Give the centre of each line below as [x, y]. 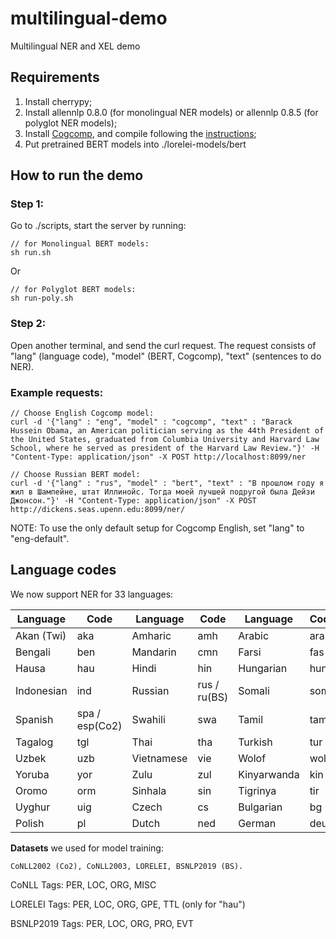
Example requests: [57, 392]
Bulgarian [260, 807]
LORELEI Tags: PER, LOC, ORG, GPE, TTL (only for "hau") [128, 904]
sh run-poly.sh [42, 298]
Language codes [63, 570]
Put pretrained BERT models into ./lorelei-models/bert [135, 144]
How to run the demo [77, 175]
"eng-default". [40, 539]
